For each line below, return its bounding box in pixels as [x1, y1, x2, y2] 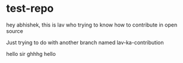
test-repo [6, 2, 54, 15]
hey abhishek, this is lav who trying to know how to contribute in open [6, 21, 178, 28]
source [6, 27, 24, 34]
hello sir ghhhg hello [6, 50, 56, 57]
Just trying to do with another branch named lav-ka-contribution [6, 39, 164, 46]
